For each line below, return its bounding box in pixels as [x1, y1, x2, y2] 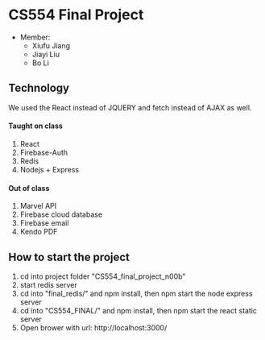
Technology [8, 81, 70, 95]
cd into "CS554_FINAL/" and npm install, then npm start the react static [19, 305, 258, 315]
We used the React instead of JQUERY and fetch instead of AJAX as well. [8, 102, 252, 112]
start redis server [19, 280, 78, 289]
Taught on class [8, 121, 63, 131]
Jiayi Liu [31, 49, 60, 59]
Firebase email [19, 218, 69, 228]
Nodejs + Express [19, 164, 80, 174]
